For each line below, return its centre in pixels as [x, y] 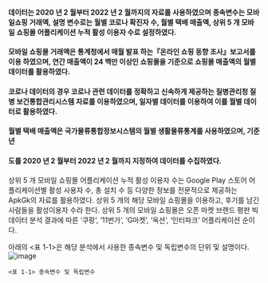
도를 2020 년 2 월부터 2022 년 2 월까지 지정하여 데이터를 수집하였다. [115, 160]
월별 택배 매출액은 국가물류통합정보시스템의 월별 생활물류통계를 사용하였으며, [127, 131]
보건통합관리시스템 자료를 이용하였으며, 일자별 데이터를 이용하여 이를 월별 [129, 101]
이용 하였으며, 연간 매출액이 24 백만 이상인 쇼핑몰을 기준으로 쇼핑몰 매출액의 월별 [132, 62]
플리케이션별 [28, 190]
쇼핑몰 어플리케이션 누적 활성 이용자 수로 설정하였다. [97, 32]
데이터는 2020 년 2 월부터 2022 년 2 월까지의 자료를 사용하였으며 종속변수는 [127, 12]
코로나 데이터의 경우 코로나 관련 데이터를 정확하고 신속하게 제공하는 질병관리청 [128, 91]
